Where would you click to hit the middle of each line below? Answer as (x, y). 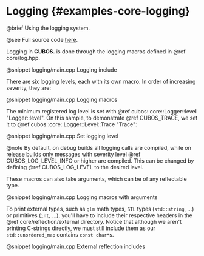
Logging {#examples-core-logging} (98, 11)
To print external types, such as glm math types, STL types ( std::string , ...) (100, 209)
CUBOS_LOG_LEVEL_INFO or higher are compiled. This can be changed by (100, 160)
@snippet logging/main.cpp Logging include (62, 69)
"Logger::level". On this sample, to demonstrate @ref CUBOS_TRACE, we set (102, 118)
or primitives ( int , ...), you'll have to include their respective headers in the (100, 215)
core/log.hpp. (23, 58)
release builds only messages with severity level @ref (73, 154)
